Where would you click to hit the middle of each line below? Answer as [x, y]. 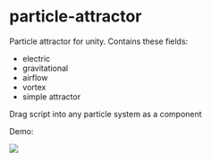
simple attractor [51, 97]
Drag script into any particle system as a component [106, 114]
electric [36, 58]
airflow [35, 77]
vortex [34, 87]
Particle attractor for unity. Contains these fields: [99, 41]
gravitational [45, 68]
